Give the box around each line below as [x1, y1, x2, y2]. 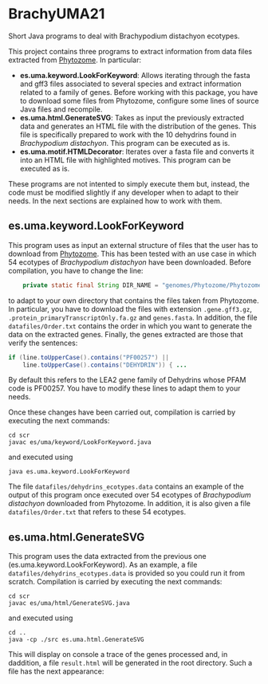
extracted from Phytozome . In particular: [8, 55, 142, 65]
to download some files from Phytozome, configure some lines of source [19, 96, 259, 105]
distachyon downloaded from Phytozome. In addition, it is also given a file [8, 499, 251, 509]
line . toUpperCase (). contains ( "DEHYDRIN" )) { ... [22, 360, 187, 369]
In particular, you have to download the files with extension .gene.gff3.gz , [8, 304, 253, 313]
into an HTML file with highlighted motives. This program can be [19, 155, 231, 164]
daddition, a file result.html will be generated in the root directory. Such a [8, 658, 253, 668]
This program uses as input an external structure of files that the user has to [8, 240, 258, 250]
